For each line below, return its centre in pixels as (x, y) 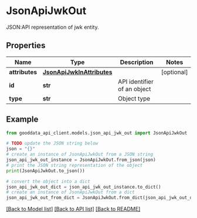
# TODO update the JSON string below (52, 143)
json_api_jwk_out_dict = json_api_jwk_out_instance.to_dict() (84, 187)
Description (137, 62)
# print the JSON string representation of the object (74, 165)
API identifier (136, 82)
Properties (26, 46)
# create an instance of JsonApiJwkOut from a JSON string (80, 155)
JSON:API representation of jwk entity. (52, 27)
